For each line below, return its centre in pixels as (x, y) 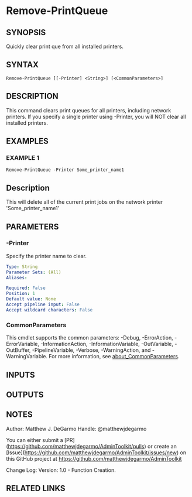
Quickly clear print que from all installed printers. (65, 46)
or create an (162, 446)
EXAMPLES (27, 141)
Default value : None (31, 299)
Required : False (26, 288)
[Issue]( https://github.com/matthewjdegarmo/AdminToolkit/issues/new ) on (96, 453)
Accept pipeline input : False (43, 305)
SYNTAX (23, 65)
